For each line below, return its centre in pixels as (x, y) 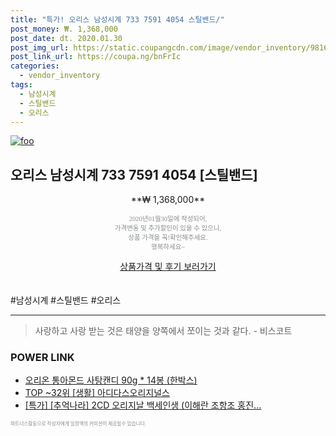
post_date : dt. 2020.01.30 (66, 38)
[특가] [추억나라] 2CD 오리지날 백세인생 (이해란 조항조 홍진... (143, 405)
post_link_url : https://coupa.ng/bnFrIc (96, 57)
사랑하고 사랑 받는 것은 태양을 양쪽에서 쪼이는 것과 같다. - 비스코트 (163, 331)
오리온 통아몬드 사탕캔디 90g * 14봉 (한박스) (111, 380)
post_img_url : (40, 47)
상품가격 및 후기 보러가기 (168, 267)
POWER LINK (42, 358)
